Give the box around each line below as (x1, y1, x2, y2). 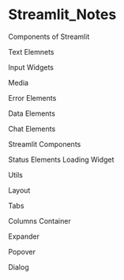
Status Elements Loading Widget (8, 155, 115, 164)
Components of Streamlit (8, 32, 90, 41)
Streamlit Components (8, 139, 81, 148)
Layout (8, 185, 31, 195)
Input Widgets (8, 62, 54, 72)
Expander (8, 232, 39, 241)
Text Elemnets (8, 47, 54, 56)
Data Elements (8, 109, 55, 118)
